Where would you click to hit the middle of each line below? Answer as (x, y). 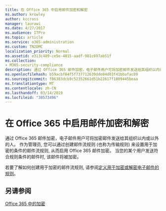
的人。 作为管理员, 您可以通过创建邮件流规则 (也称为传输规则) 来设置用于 (79, 144)
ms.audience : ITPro (25, 33)
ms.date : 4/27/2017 (25, 28)
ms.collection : (21, 61)
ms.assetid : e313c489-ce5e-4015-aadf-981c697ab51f (58, 56)
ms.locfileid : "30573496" (32, 97)
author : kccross (22, 19)
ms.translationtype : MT (30, 83)
